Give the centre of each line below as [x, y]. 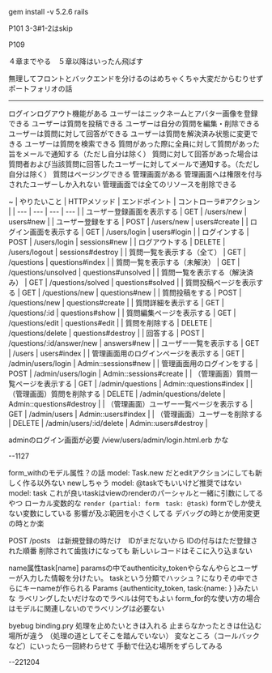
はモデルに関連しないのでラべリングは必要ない [86, 608]
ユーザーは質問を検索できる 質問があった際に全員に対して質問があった [142, 144]
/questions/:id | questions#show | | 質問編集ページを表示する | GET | [122, 313]
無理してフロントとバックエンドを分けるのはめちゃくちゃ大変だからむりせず [136, 79]
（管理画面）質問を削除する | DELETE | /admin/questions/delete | [117, 394]
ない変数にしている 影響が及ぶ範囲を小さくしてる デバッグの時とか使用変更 [134, 513]
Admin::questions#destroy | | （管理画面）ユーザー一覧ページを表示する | [131, 404]
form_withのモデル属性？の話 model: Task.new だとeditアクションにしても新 [136, 473]
